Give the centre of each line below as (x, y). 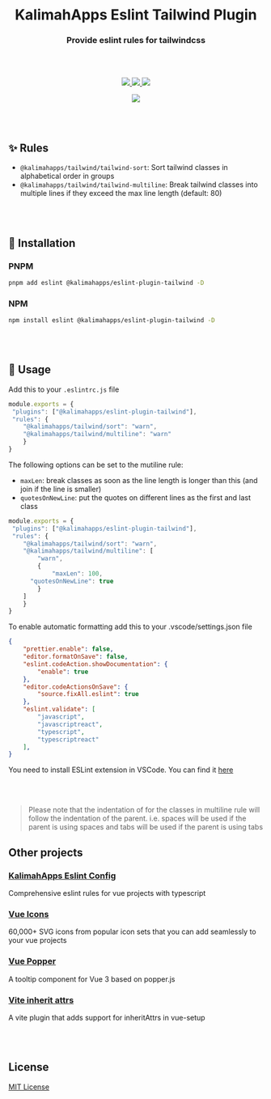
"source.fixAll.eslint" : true (88, 694)
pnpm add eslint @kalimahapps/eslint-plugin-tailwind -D (106, 282)
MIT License (29, 1087)
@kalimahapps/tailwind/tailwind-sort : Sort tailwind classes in (124, 168)
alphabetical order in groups (67, 176)
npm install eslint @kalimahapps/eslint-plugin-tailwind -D (112, 320)
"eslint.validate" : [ (59, 710)
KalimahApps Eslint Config (62, 876)
